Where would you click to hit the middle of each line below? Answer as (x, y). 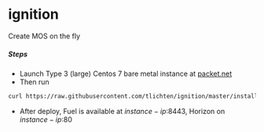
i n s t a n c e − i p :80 (46, 120)
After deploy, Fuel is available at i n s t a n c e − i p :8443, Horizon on (122, 111)
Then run (34, 82)
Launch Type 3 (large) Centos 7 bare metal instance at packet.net (126, 73)
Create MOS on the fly (44, 36)
